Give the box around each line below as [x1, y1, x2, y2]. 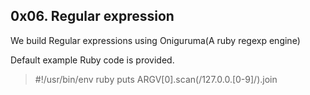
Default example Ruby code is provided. [10, 54, 175, 66]
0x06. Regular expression [10, 8, 175, 25]
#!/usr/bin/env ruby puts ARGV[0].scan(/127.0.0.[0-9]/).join [34, 73, 278, 85]
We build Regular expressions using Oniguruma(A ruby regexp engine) [10, 34, 301, 46]
